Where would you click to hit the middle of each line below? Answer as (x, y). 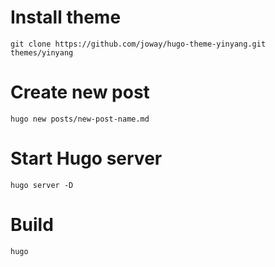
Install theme (66, 17)
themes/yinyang (42, 52)
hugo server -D (42, 185)
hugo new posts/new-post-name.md (80, 119)
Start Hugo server (86, 158)
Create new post (80, 92)
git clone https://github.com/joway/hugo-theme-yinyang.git (138, 44)
